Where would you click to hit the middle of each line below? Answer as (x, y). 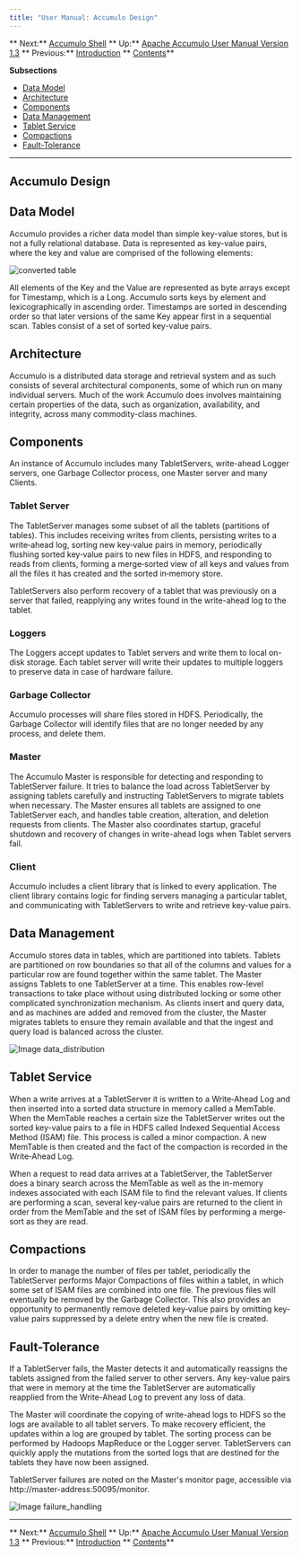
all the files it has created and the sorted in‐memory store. (116, 573)
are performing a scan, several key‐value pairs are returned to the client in (146, 1202)
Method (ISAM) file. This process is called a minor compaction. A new (138, 1136)
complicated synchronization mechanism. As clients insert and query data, (147, 1003)
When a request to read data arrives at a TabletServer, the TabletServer (141, 1173)
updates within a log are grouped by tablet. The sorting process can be (140, 1434)
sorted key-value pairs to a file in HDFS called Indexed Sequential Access (145, 1127)
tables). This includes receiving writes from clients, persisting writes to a (143, 535)
